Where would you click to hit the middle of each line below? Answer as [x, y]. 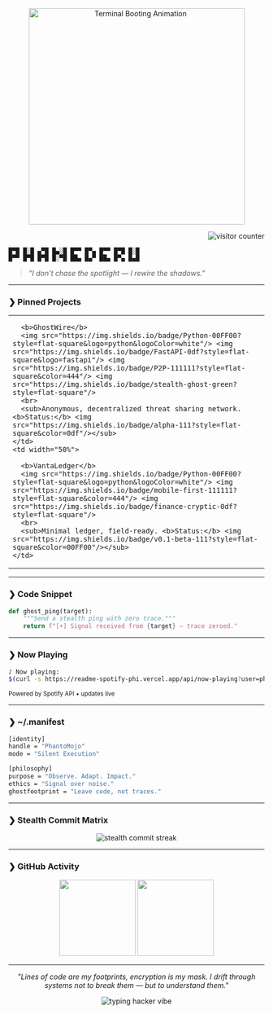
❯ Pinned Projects [45, 301]
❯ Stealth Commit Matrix [58, 820]
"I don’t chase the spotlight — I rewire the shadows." [117, 273]
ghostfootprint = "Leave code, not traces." [85, 791]
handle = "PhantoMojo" [47, 746]
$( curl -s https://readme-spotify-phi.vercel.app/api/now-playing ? [125, 679]
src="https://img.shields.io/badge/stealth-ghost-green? [125, 384]
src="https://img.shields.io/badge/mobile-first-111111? [125, 490]
